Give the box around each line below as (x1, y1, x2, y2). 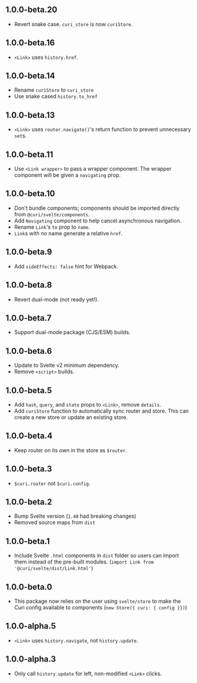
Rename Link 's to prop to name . (14, 223, 90, 231)
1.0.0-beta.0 (5, 582, 53, 592)
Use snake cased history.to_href (14, 93, 98, 100)
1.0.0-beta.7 (5, 313, 51, 323)
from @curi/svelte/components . (14, 210, 90, 218)
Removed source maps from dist (14, 519, 96, 526)
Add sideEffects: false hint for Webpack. (14, 263, 119, 270)
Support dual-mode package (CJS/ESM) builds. (14, 329, 131, 336)
